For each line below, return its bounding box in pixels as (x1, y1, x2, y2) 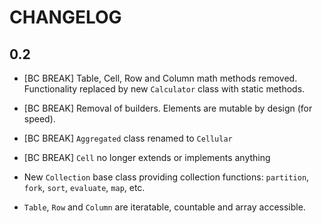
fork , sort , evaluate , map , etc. (23, 182, 146, 193)
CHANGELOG (9, 6, 122, 29)
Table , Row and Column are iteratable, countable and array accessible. (23, 201, 306, 213)
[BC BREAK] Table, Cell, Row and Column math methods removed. (23, 72, 298, 84)
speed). (23, 113, 56, 125)
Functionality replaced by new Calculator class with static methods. (23, 83, 306, 95)
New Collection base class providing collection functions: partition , (23, 171, 310, 183)
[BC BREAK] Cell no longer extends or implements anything (23, 152, 271, 163)
